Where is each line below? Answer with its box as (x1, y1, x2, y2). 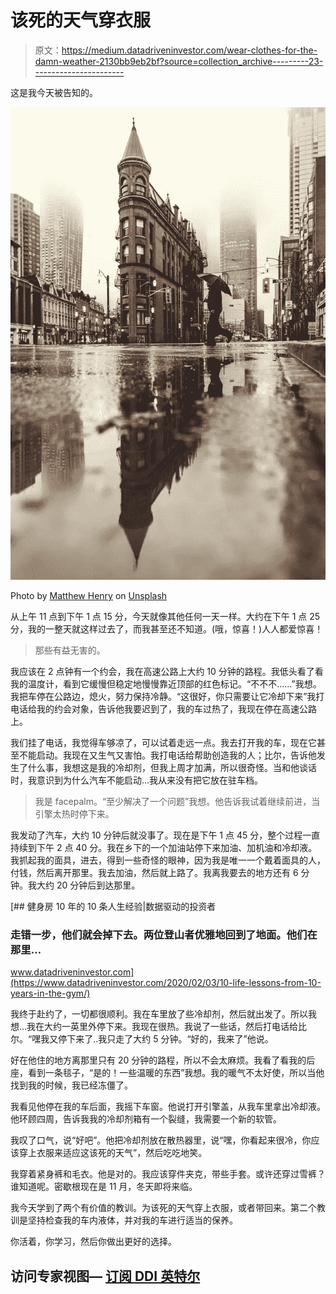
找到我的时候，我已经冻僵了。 (10, 1079, 133, 1091)
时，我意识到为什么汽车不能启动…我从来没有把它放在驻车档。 (10, 774, 264, 786)
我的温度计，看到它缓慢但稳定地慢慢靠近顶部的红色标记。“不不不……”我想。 (10, 677, 322, 690)
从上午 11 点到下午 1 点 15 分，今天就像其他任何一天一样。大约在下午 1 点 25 (10, 610, 321, 622)
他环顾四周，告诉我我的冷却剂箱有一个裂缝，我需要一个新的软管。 (10, 1113, 282, 1125)
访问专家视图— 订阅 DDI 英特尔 (10, 1267, 201, 1285)
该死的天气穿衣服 (10, 9, 152, 32)
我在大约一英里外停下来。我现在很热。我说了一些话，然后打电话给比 (26, 1021, 308, 1033)
